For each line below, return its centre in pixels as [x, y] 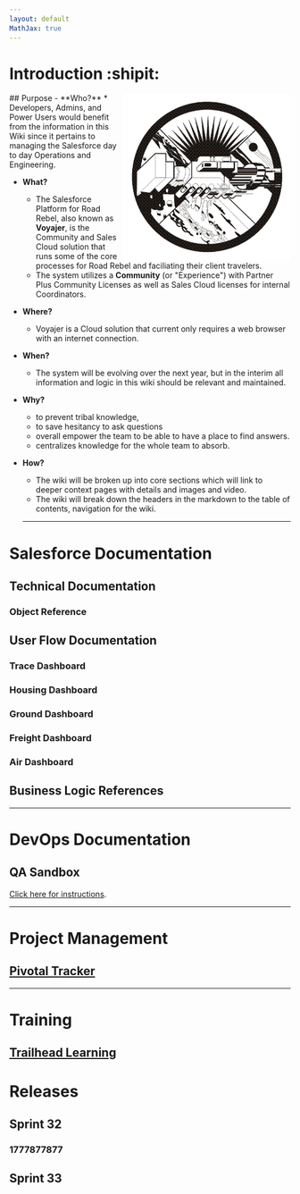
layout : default [39, 19]
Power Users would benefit [59, 117]
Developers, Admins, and [56, 108]
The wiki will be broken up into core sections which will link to [149, 480]
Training [41, 1020]
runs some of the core [76, 256]
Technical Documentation [83, 587]
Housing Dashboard [54, 690]
